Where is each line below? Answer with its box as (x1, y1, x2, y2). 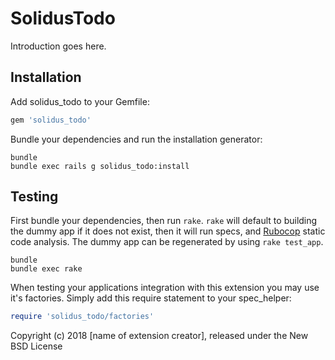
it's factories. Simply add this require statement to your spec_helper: (10, 292, 292, 304)
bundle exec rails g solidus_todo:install (10, 161, 190, 171)
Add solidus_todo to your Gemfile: (10, 95, 150, 107)
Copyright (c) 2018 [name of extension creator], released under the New (10, 330, 309, 342)
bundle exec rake (10, 264, 83, 274)
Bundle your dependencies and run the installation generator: (10, 133, 263, 145)
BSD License (10, 340, 63, 352)
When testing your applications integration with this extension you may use (10, 282, 320, 294)
